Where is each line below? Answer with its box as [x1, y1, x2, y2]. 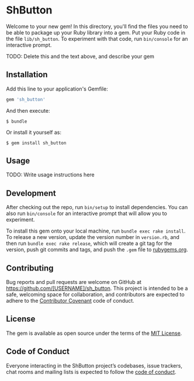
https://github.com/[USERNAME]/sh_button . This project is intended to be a [6, 285, 188, 292]
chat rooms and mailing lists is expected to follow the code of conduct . [6, 368, 176, 375]
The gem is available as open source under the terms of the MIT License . [6, 330, 182, 337]
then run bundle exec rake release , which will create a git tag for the [6, 240, 172, 247]
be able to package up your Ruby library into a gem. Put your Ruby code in [6, 29, 186, 36]
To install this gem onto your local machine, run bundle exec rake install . [6, 227, 186, 234]
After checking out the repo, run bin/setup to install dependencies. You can [6, 204, 188, 211]
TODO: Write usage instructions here [6, 171, 95, 178]
